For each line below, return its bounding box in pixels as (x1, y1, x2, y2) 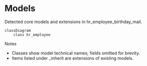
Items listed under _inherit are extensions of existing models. (11, 55, 134, 61)
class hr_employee (13, 32, 51, 37)
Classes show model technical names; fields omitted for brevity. (11, 50, 140, 56)
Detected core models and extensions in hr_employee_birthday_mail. (4, 19, 142, 25)
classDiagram (4, 28, 31, 33)
